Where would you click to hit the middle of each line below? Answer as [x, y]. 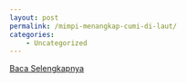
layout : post [34, 18]
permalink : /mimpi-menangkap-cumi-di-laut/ [93, 26]
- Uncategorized [57, 43]
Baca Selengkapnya [47, 69]
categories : [32, 34]
